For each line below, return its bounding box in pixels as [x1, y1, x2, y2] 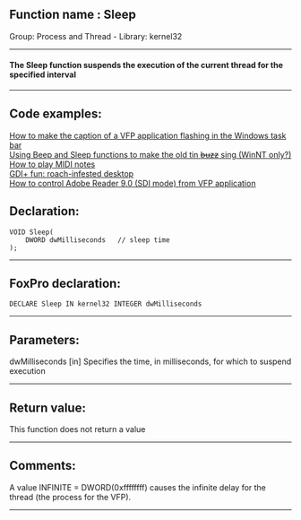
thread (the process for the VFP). [9, 491, 132, 502]
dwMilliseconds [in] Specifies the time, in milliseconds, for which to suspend [9, 356, 292, 367]
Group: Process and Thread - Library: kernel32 [9, 30, 183, 41]
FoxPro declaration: [9, 276, 121, 291]
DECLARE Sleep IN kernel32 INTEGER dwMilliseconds [9, 299, 202, 308]
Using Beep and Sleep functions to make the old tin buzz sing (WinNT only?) [9, 149, 292, 160]
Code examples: [9, 107, 102, 122]
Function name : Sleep [9, 7, 137, 22]
